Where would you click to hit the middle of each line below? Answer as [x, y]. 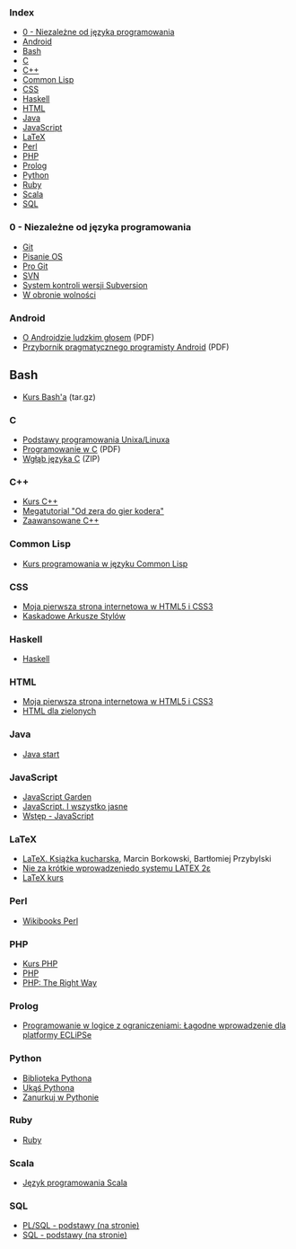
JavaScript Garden [57, 797]
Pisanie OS [42, 256]
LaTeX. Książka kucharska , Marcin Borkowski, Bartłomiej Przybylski [147, 859]
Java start [41, 754]
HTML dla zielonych [59, 711]
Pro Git [35, 266]
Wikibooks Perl [50, 921]
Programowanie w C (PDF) [71, 449]
